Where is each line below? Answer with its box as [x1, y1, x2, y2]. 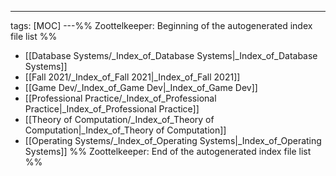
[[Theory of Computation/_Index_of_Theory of [24, 114, 215, 125]
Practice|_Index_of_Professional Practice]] [24, 103, 200, 115]
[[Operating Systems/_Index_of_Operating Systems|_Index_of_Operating [24, 135, 322, 146]
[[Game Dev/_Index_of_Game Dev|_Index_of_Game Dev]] [24, 82, 258, 93]
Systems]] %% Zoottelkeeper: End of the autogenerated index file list [24, 146, 312, 157]
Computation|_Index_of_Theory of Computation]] [24, 124, 227, 136]
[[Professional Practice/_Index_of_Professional [24, 92, 217, 104]
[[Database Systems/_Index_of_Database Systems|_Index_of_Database [24, 50, 318, 61]
